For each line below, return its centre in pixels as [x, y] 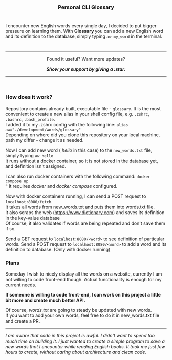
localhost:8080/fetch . [29, 201]
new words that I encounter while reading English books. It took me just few [85, 346]
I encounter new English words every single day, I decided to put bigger [81, 26]
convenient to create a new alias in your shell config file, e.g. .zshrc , [77, 114]
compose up [17, 181]
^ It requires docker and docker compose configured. [61, 186]
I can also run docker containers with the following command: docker [78, 176]
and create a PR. [23, 321]
